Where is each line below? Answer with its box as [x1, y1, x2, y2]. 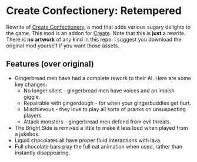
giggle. [23, 93, 41, 100]
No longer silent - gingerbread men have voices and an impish [23, 87, 175, 94]
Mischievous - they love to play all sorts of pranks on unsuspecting [23, 105, 186, 112]
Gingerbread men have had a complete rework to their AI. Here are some [14, 74, 191, 81]
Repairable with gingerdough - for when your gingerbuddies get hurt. [23, 99, 192, 106]
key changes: [14, 81, 48, 88]
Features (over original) [6, 59, 94, 69]
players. [23, 112, 43, 119]
